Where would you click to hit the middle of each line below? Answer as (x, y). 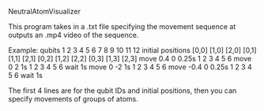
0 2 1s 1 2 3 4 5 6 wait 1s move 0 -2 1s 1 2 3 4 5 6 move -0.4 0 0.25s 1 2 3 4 (130, 67)
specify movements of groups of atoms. (73, 99)
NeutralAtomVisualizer (45, 11)
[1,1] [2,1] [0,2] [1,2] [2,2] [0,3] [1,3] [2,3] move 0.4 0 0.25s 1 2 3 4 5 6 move (130, 59)
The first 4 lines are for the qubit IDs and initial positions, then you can (123, 91)
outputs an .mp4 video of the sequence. (74, 35)
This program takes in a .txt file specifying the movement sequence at (122, 26)
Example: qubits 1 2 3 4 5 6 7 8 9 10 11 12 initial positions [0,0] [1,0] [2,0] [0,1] (132, 50)
